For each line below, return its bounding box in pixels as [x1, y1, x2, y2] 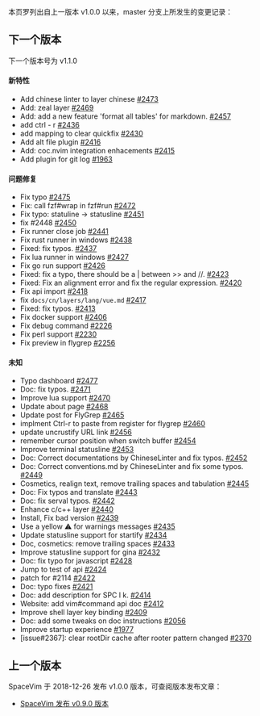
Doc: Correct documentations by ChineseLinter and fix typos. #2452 [19, 453, 248, 463]
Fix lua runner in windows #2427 [19, 253, 129, 262]
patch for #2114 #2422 [19, 573, 96, 583]
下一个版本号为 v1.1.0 [8, 56, 78, 65]
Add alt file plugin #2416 [19, 137, 101, 147]
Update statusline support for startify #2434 [19, 530, 167, 540]
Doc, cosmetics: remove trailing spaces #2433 [19, 539, 175, 549]
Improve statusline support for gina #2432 [19, 547, 161, 557]
